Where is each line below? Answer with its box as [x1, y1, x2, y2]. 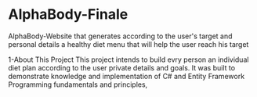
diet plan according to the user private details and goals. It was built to [8, 63, 236, 72]
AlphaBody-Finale [8, 5, 128, 23]
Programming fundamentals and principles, [8, 80, 148, 89]
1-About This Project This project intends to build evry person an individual [8, 55, 249, 64]
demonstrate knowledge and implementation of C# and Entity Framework [8, 71, 245, 81]
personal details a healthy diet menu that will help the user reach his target [8, 39, 249, 48]
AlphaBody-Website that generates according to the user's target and [8, 31, 233, 41]
